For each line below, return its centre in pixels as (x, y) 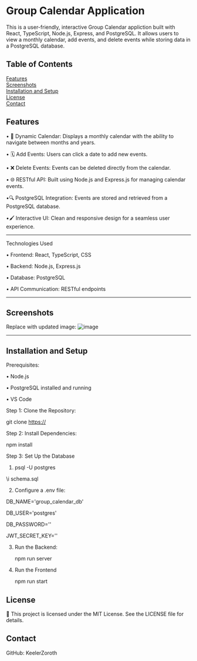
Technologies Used (29, 243)
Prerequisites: (23, 365)
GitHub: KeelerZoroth (32, 653)
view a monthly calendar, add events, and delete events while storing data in (98, 39)
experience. (21, 226)
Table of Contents (40, 64)
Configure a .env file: (40, 490)
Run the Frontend (35, 570)
